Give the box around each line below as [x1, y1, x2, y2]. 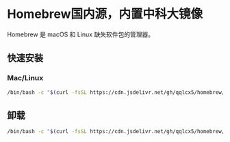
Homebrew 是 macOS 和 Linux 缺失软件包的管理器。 [7, 30, 155, 38]
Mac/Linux [7, 73, 44, 83]
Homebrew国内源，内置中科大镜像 [7, 6, 203, 22]
